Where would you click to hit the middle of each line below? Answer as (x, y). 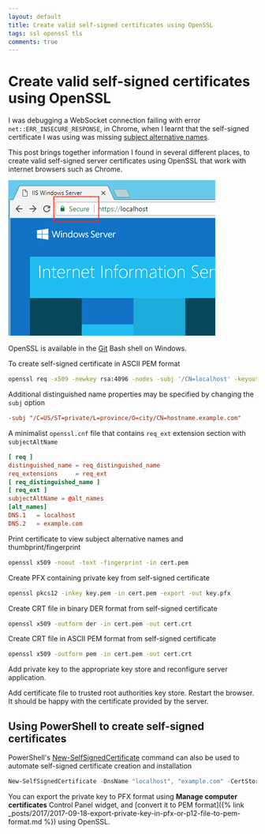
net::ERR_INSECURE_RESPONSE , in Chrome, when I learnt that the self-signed (129, 129)
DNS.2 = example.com (45, 524)
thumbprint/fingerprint (45, 547)
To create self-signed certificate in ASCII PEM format (94, 364)
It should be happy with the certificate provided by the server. (108, 701)
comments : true (33, 42)
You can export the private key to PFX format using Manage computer (123, 796)
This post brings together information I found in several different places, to (129, 152)
